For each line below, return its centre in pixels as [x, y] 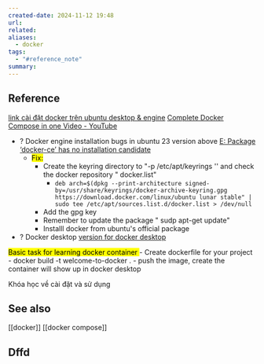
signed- [198, 183]
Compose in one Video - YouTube [63, 126]
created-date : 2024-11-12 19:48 [61, 15]
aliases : [22, 37]
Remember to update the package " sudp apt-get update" [136, 220]
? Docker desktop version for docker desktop [93, 237]
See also [29, 309]
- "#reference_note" [49, 60]
